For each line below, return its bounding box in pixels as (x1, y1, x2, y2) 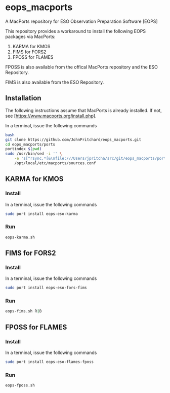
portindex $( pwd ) (5, 147, 42, 152)
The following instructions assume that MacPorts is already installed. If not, (5, 107, 162, 113)
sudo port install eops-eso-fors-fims (5, 285, 87, 291)
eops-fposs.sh (5, 383, 35, 388)
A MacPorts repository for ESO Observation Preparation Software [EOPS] (5, 18, 158, 24)
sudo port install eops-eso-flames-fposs (5, 360, 94, 365)
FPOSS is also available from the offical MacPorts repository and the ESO (5, 64, 158, 70)
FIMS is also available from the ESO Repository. (5, 79, 104, 85)
